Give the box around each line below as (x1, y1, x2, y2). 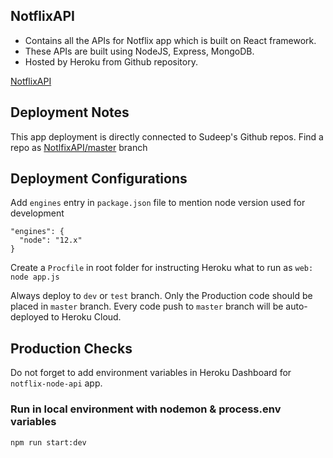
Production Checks (10, 340, 133, 357)
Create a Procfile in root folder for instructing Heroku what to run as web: (10, 262, 314, 274)
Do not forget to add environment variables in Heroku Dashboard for (10, 367, 292, 379)
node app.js (10, 272, 60, 283)
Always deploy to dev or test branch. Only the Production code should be (10, 290, 313, 302)
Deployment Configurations (10, 170, 188, 188)
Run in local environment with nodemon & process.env (10, 402, 282, 416)
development (10, 207, 65, 219)
